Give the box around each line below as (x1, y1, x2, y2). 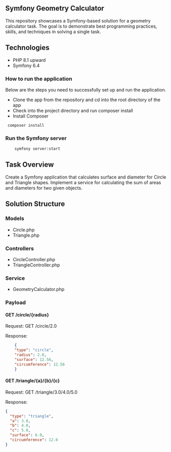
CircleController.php (12, 256, 55, 262)
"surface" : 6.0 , (10, 433, 44, 438)
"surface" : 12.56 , (14, 357, 54, 362)
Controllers (5, 245, 34, 252)
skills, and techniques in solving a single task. (5, 28, 101, 35)
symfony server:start (14, 146, 60, 151)
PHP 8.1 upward (12, 57, 46, 63)
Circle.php (12, 227, 35, 233)
